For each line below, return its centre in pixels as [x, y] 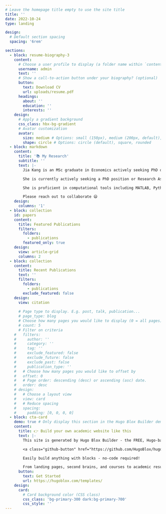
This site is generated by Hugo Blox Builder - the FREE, [84, 440]
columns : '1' [32, 206]
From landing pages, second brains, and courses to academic [87, 467]
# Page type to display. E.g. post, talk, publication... [79, 312]
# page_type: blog [37, 316]
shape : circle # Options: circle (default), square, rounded [87, 142]
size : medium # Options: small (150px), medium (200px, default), [93, 138]
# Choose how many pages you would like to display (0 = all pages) [90, 321]
